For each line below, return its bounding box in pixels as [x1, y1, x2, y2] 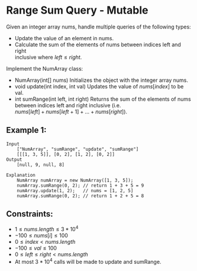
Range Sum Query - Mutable [6, 4, 148, 17]
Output [6, 157, 22, 162]
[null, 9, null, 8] [17, 161, 65, 168]
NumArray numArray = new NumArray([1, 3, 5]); [17, 177, 134, 183]
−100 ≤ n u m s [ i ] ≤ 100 [14, 232, 68, 239]
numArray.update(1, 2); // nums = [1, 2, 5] [17, 187, 134, 193]
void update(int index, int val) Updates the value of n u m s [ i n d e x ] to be [14, 82, 184, 90]
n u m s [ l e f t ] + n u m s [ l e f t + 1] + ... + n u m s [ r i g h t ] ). [14, 108, 128, 115]
